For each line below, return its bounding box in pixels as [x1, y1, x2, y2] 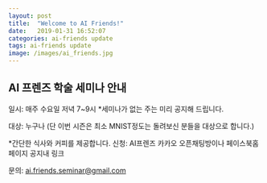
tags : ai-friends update [8, 42, 92, 50]
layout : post [8, 11, 52, 20]
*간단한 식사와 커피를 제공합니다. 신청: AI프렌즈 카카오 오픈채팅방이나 [8, 138, 225, 148]
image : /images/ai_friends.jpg [8, 49, 113, 57]
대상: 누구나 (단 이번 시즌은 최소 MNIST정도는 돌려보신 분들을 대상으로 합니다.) [8, 121, 255, 131]
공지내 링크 [29, 148, 64, 158]
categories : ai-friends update [8, 34, 113, 43]
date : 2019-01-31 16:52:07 [8, 27, 106, 35]
